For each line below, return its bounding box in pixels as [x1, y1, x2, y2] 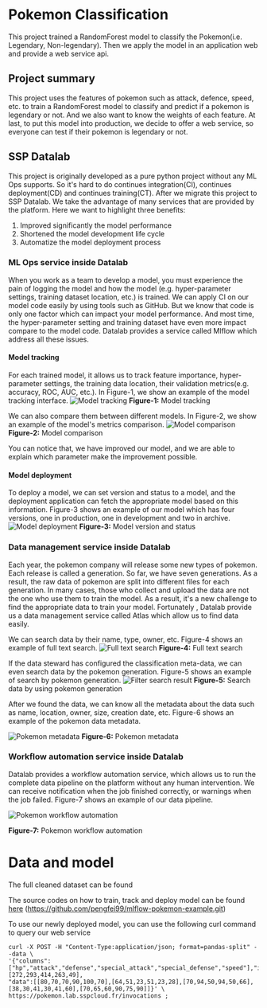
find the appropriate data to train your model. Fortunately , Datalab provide [8, 602, 253, 611]
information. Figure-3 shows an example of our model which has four [8, 505, 235, 514]
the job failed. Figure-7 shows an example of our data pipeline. [8, 795, 213, 804]
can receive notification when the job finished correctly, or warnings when [8, 786, 252, 795]
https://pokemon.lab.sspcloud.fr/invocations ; [8, 991, 169, 1000]
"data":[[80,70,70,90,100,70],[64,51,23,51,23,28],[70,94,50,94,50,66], [8, 978, 254, 986]
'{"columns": [8, 957, 52, 965]
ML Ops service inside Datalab [8, 257, 129, 268]
